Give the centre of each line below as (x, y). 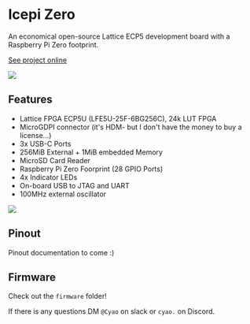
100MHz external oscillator (63, 194)
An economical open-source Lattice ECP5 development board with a (119, 36)
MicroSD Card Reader (55, 160)
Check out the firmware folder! (58, 296)
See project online (38, 60)
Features (30, 100)
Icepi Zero (42, 15)
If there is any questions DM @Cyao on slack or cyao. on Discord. (112, 311)
